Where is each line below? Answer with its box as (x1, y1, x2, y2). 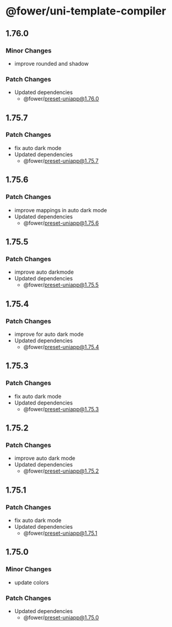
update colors (14, 579, 49, 586)
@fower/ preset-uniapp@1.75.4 (23, 343, 100, 350)
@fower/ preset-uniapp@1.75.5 (23, 282, 99, 289)
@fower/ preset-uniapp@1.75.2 (23, 467, 99, 474)
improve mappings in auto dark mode (14, 206, 108, 213)
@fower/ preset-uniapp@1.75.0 (23, 614, 99, 621)
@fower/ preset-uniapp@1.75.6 (23, 219, 99, 227)
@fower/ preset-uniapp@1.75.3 (23, 405, 99, 412)
